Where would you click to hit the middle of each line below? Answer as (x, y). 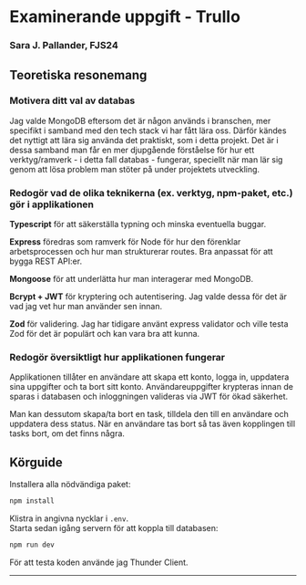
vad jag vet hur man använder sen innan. (86, 307)
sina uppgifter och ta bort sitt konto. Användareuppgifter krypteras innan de (152, 387)
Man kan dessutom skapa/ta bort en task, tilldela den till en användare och (149, 414)
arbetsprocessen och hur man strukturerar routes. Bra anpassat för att (141, 252)
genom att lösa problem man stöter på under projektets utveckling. (135, 169)
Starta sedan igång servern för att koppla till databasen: (114, 528)
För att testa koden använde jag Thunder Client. (99, 562)
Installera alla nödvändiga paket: (70, 485)
